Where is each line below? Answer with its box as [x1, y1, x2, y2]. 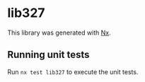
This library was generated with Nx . [7, 28, 111, 37]
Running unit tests [7, 49, 90, 61]
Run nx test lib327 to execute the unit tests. [7, 67, 139, 76]
